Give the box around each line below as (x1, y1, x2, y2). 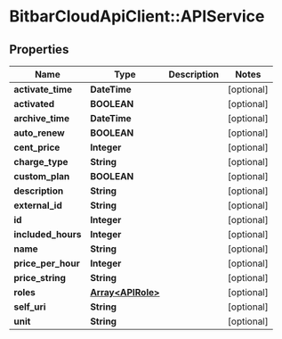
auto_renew (13, 127, 65, 139)
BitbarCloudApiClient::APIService (9, 6, 265, 27)
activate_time (13, 83, 73, 95)
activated (13, 98, 55, 110)
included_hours (13, 228, 82, 240)
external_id (13, 199, 62, 211)
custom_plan (13, 170, 70, 182)
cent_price (13, 141, 60, 153)
